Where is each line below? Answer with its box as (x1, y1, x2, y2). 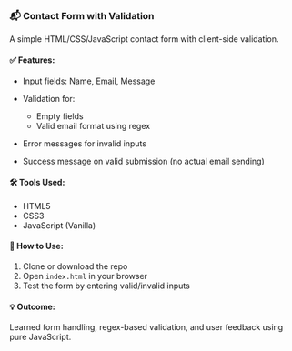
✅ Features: (9, 55, 55, 65)
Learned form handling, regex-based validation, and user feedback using (9, 322, 284, 333)
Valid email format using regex (35, 120, 151, 131)
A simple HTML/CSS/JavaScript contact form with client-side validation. (9, 34, 279, 45)
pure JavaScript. (9, 332, 72, 343)
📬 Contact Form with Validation (9, 9, 155, 22)
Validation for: (22, 93, 76, 104)
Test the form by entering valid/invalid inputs (22, 280, 191, 291)
